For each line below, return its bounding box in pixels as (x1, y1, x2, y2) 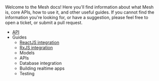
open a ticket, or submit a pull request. (5, 20, 83, 25)
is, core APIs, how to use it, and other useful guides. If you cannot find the (5, 9, 155, 15)
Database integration (19, 61, 62, 66)
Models (19, 50, 35, 56)
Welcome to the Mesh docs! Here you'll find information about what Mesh (5, 4, 154, 10)
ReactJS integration (19, 40, 60, 45)
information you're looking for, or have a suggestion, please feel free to (5, 15, 148, 20)
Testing (19, 71, 35, 76)
